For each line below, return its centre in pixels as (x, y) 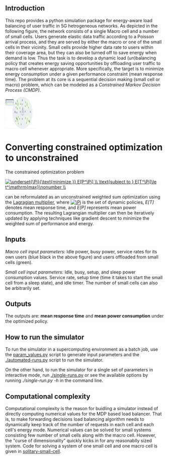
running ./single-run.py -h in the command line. (54, 380)
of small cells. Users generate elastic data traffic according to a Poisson (80, 36)
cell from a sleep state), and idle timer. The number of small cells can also (81, 283)
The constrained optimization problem (45, 172)
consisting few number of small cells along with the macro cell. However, (81, 435)
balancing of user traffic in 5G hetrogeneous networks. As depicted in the (81, 26)
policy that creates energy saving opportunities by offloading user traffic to (83, 63)
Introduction (25, 8)
